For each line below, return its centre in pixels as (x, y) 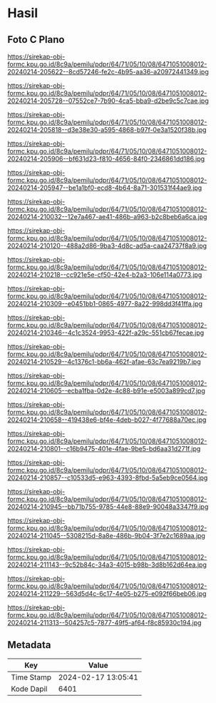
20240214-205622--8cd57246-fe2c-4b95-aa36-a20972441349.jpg (108, 72)
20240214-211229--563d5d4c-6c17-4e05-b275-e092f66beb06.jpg (107, 593)
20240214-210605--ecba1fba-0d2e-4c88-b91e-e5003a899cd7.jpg (106, 391)
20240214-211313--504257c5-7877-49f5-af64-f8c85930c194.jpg (104, 623)
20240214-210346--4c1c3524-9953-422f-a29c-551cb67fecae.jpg (106, 333)
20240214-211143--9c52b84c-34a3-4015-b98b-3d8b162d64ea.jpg (107, 565)
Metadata (29, 645)
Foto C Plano (36, 40)
